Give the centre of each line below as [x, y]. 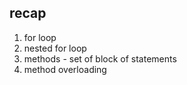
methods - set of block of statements [100, 58]
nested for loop [55, 48]
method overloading [65, 69]
